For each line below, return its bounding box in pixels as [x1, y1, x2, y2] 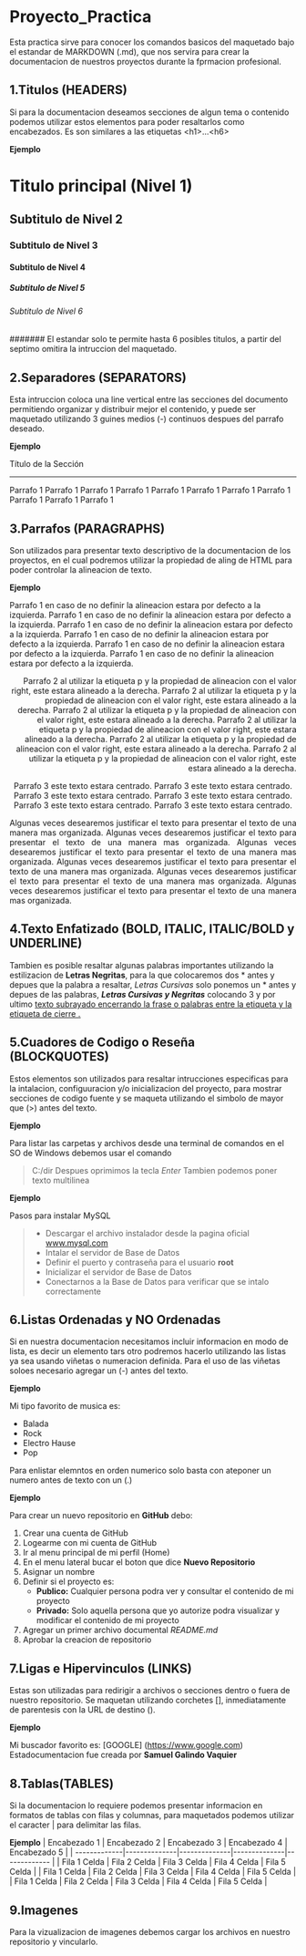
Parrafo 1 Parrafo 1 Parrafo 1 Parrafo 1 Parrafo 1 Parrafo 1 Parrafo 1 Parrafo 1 [9, 485, 291, 496]
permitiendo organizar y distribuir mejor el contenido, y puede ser [9, 404, 257, 415]
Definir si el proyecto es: [22, 1576, 115, 1588]
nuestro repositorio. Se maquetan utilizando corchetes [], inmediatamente [9, 1694, 287, 1706]
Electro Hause [22, 1438, 76, 1449]
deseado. [9, 423, 46, 434]
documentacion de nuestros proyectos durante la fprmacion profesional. [9, 56, 282, 67]
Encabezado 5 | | [9, 1847, 74, 1858]
